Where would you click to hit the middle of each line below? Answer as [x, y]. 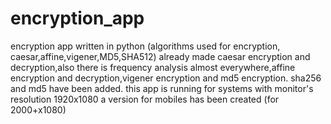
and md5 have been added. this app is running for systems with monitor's [162, 88]
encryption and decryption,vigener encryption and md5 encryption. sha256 [166, 78]
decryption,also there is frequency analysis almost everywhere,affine [153, 67]
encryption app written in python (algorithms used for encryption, [145, 46]
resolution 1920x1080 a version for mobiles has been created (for [145, 99]
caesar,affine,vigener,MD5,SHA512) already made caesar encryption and [160, 56]
